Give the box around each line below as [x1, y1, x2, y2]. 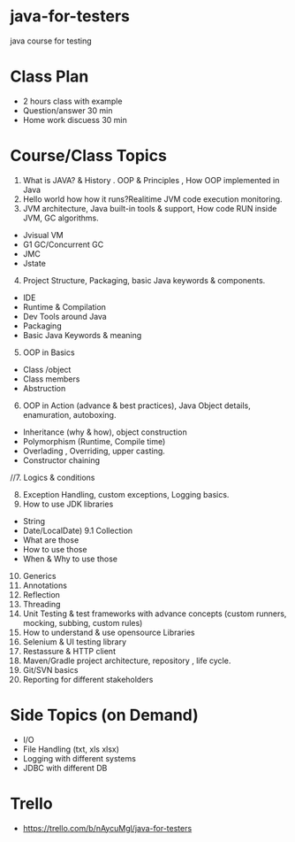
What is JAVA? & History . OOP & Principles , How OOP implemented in [22, 174, 280, 185]
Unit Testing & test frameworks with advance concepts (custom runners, [22, 608, 287, 619]
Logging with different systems [22, 753, 136, 763]
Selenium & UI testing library [22, 636, 127, 647]
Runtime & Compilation [22, 301, 107, 312]
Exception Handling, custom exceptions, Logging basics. [22, 489, 230, 499]
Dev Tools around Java [22, 311, 107, 321]
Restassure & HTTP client [22, 645, 116, 656]
